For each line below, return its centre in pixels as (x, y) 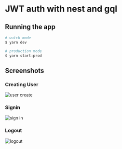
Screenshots (25, 70)
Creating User (22, 84)
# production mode (23, 51)
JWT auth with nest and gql (61, 9)
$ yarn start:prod (23, 56)
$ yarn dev (16, 42)
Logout (14, 131)
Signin (13, 107)
